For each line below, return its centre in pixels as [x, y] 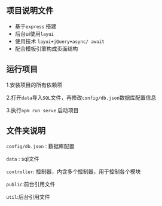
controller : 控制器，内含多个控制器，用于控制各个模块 [74, 171]
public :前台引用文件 [31, 185]
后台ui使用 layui [34, 33]
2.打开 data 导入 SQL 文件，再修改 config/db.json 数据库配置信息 [81, 97]
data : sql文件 [23, 159]
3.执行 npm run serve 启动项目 [42, 110]
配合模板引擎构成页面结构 [46, 48]
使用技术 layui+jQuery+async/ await [59, 41]
